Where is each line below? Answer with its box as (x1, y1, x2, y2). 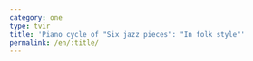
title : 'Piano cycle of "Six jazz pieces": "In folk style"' (9, 30, 246, 39)
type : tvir (9, 22, 51, 30)
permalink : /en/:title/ (9, 38, 100, 48)
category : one (9, 13, 63, 22)
